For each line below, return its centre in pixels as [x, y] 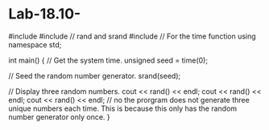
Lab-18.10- [45, 14]
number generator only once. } [59, 116]
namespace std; [35, 44]
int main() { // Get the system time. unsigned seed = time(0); [108, 60]
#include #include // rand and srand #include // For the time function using [132, 36]
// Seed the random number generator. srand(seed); [95, 75]
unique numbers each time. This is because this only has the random [123, 108]
